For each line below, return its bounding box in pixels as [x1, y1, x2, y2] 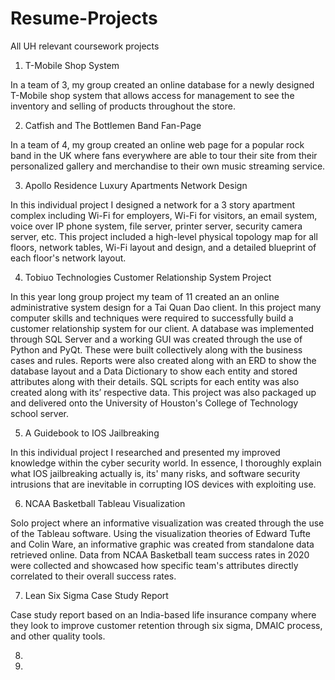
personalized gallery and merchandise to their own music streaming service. [10, 160, 326, 172]
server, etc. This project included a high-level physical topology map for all [10, 230, 318, 242]
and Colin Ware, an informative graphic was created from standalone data [10, 538, 315, 550]
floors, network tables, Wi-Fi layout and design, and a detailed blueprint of [10, 241, 317, 253]
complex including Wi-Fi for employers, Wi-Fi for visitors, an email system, [10, 209, 318, 221]
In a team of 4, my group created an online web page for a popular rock [10, 138, 305, 151]
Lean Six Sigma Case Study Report [24, 589, 169, 601]
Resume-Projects [10, 7, 158, 30]
